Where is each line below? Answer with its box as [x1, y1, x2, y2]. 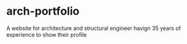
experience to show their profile [6, 31, 87, 38]
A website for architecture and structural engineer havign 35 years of [6, 24, 181, 32]
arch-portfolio [6, 4, 80, 18]
